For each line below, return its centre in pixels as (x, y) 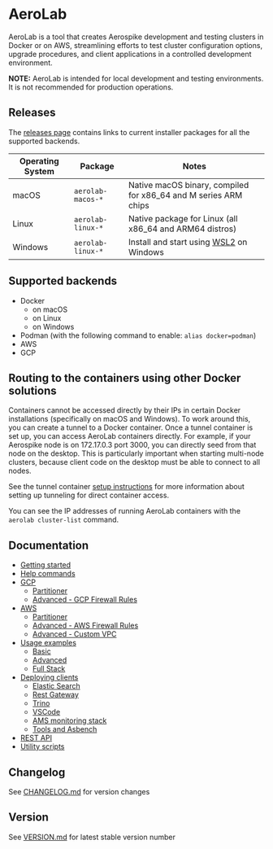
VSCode (46, 712)
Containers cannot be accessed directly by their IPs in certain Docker (125, 410)
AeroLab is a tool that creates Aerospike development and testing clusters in (136, 37)
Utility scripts (42, 746)
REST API (36, 738)
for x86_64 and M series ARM (186, 195)
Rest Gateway (56, 695)
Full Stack (49, 669)
